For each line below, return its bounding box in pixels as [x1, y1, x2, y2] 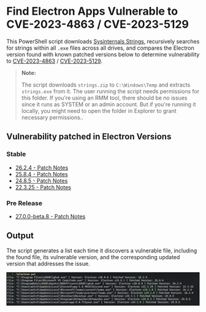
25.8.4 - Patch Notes [15, 170, 69, 177]
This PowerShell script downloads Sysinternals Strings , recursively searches [6, 37, 200, 45]
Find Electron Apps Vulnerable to [6, 4, 178, 18]
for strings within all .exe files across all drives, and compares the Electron [6, 44, 194, 52]
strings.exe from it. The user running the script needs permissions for [21, 87, 200, 95]
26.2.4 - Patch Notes [15, 164, 69, 171]
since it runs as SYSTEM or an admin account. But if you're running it [21, 100, 196, 108]
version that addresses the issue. [6, 260, 90, 267]
